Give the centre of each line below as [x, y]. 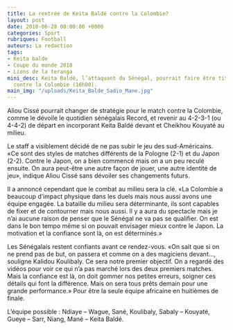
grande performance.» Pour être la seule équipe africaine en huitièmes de [113, 291]
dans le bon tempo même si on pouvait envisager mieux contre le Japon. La [115, 226]
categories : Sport [34, 33]
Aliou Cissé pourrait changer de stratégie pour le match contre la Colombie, [115, 111]
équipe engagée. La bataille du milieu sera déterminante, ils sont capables [113, 204]
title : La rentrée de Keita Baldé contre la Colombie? [88, 14]
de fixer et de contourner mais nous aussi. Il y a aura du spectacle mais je [112, 211]
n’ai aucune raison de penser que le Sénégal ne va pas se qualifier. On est [113, 218]
